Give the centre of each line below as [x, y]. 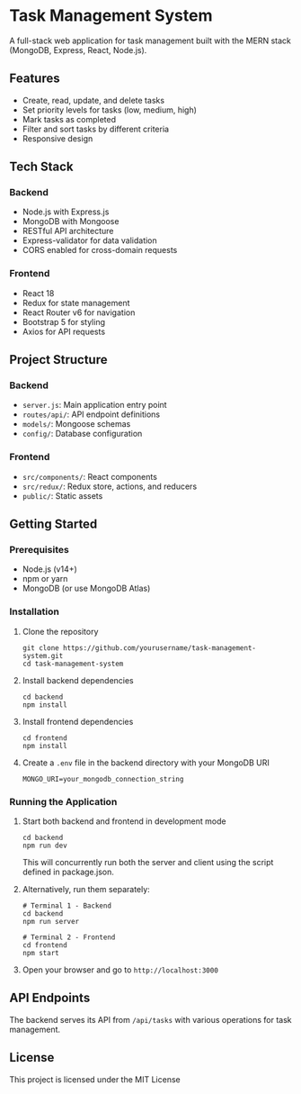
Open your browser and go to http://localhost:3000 [120, 970]
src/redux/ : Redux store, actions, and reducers [110, 486]
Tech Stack [41, 167]
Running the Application [63, 801]
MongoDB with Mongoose [71, 222]
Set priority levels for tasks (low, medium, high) [110, 110]
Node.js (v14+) [50, 569]
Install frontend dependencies [78, 721]
